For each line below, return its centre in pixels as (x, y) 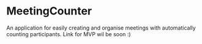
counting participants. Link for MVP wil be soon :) (69, 34)
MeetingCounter (49, 11)
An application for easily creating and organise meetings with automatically (101, 28)
